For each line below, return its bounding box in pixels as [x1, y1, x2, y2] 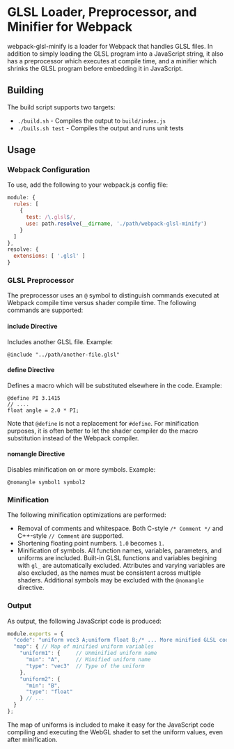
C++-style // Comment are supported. [17, 532, 124, 540]
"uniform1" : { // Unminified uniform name [19, 649, 157, 657]
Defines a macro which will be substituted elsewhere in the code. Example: [7, 381, 222, 389]
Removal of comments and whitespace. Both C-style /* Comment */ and [17, 524, 224, 533]
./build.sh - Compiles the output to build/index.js [17, 116, 166, 125]
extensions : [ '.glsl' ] [13, 252, 86, 260]
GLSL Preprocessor [7, 275, 75, 285]
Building [7, 84, 44, 96]
